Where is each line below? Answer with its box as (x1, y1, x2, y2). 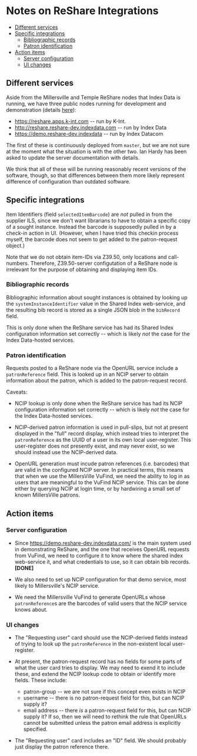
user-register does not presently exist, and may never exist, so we (14, 442, 175, 449)
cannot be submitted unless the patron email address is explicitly (23, 720, 181, 727)
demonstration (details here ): (6, 106, 76, 113)
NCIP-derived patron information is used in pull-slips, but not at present (14, 424, 188, 431)
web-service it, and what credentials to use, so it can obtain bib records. (14, 558, 191, 565)
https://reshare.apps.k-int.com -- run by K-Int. (14, 118, 126, 125)
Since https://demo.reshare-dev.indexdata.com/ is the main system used (14, 539, 191, 547)
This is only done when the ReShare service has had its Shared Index (6, 324, 173, 331)
